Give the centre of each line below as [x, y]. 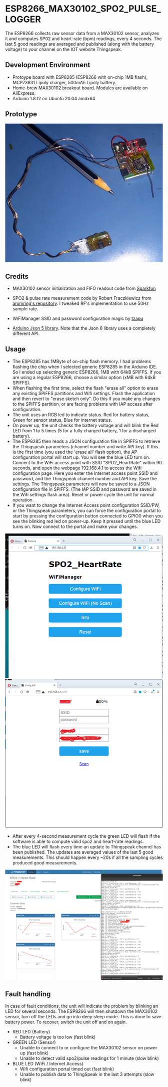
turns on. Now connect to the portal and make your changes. [75, 526]
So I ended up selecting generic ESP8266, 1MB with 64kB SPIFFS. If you [87, 372]
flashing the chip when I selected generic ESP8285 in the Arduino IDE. [85, 367]
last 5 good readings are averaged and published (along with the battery [79, 44]
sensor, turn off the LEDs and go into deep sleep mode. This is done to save [83, 1017]
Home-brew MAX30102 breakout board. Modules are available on [80, 88]
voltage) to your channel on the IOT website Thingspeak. [64, 49]
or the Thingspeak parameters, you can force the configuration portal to [86, 510]
